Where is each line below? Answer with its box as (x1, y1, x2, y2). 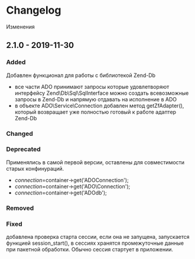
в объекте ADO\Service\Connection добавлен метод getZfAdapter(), (14, 102, 184, 109)
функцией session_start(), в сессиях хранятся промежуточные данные (6, 239, 184, 247)
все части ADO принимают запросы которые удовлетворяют (14, 83, 170, 90)
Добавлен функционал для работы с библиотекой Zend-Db (6, 72, 155, 79)
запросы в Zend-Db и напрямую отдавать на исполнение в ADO (14, 95, 177, 103)
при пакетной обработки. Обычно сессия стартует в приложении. (6, 246, 173, 253)
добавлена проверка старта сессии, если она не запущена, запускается (6, 234, 190, 241)
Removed (6, 204, 34, 212)
